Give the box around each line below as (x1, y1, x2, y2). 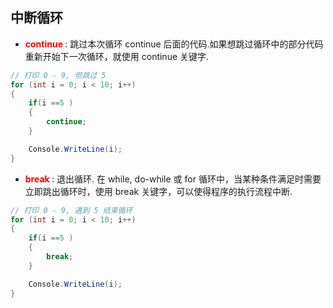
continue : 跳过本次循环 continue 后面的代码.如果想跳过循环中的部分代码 (24, 38, 324, 50)
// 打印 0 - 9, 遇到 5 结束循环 (10, 205, 133, 215)
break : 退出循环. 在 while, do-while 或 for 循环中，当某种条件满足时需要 (24, 173, 322, 185)
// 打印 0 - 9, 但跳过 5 (10, 70, 107, 80)
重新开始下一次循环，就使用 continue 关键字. (24, 50, 210, 62)
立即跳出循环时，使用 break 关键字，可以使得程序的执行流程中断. (24, 185, 293, 197)
